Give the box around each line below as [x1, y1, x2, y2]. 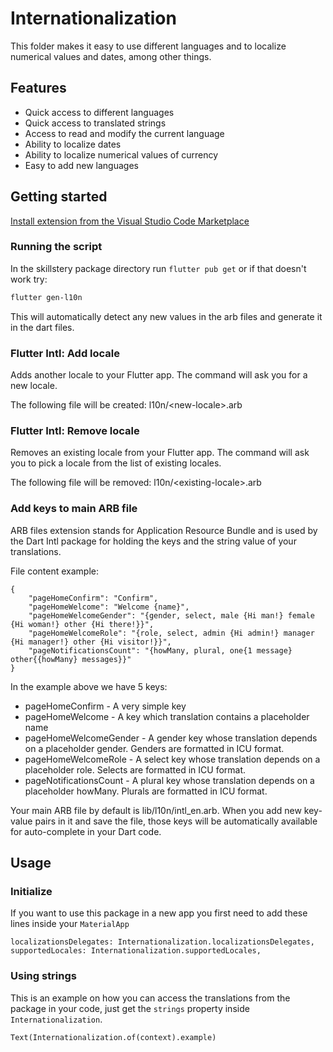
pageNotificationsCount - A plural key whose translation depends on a [24, 774, 315, 786]
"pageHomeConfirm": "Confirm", [28, 593, 159, 603]
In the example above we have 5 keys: [10, 680, 168, 692]
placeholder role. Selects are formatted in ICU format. [24, 763, 247, 776]
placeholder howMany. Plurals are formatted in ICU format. [24, 785, 268, 797]
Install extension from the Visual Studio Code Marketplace [10, 215, 250, 227]
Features [10, 80, 67, 97]
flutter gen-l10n [10, 292, 83, 302]
